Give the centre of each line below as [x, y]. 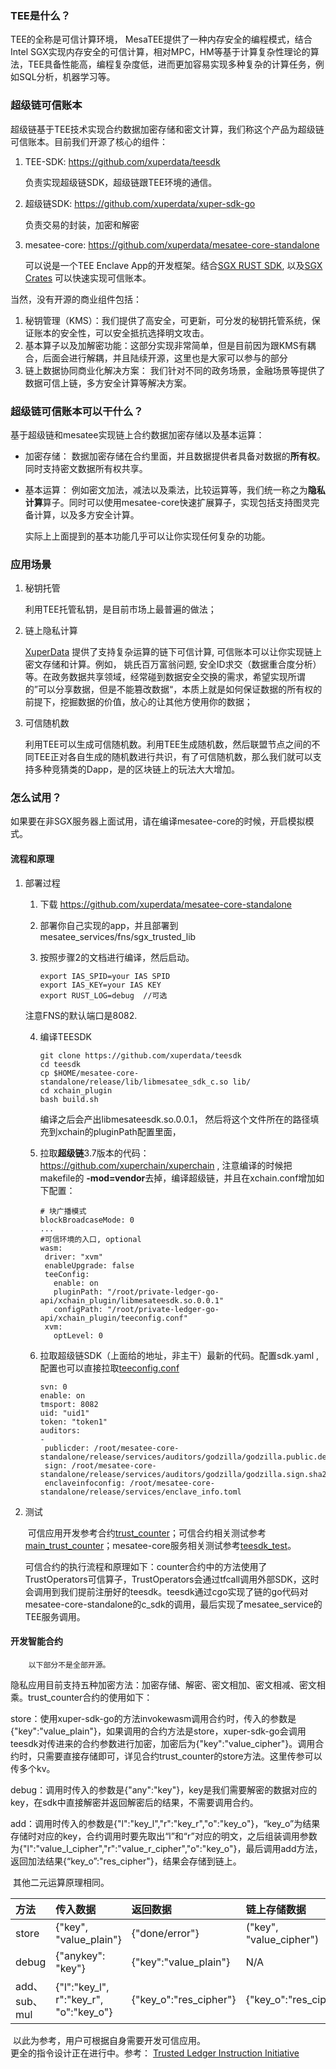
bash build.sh [69, 1099]
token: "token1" [73, 1422]
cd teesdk [60, 1064]
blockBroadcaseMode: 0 [87, 1220]
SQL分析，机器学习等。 [67, 77]
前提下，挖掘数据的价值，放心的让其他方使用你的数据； [138, 702]
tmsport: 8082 [69, 1404]
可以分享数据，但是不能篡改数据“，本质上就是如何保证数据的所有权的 [180, 689]
